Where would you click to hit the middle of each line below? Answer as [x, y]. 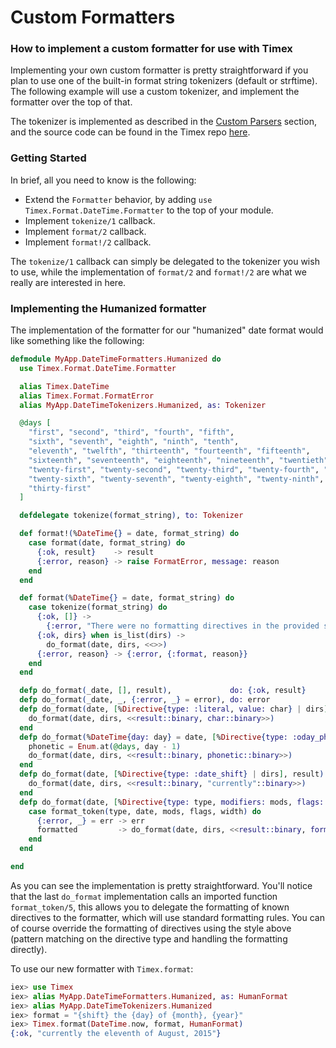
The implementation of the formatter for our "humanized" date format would [167, 330]
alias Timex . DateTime [64, 386]
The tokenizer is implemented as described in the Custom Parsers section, [163, 122]
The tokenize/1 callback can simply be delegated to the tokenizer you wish [165, 261]
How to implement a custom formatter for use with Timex [151, 49]
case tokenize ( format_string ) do [98, 607]
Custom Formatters [93, 17]
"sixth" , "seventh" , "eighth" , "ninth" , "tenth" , [134, 442]
